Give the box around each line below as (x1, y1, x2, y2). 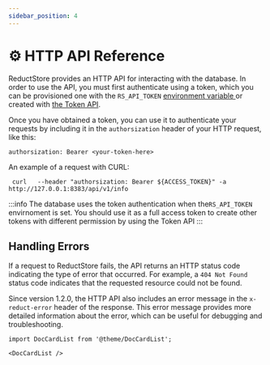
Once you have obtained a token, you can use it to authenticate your (8, 115, 237, 125)
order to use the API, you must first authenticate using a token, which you (8, 82, 254, 91)
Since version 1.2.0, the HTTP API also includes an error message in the (8, 294, 248, 303)
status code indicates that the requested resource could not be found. (8, 278, 242, 288)
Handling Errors (8, 240, 90, 253)
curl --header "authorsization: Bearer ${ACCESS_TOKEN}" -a (11, 177, 227, 186)
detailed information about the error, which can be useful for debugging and (8, 311, 263, 320)
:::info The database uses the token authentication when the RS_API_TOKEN (8, 199, 253, 209)
